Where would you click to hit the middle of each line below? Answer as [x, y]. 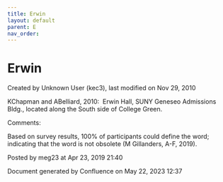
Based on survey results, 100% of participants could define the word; [108, 136]
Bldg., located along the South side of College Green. [85, 109]
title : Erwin [27, 14]
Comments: [24, 123]
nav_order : [23, 34]
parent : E [22, 27]
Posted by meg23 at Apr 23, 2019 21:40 [65, 158]
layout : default [31, 20]
